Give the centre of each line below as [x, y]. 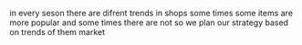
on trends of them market [57, 32]
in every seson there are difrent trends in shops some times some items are [151, 13]
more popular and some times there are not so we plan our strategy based [149, 22]
